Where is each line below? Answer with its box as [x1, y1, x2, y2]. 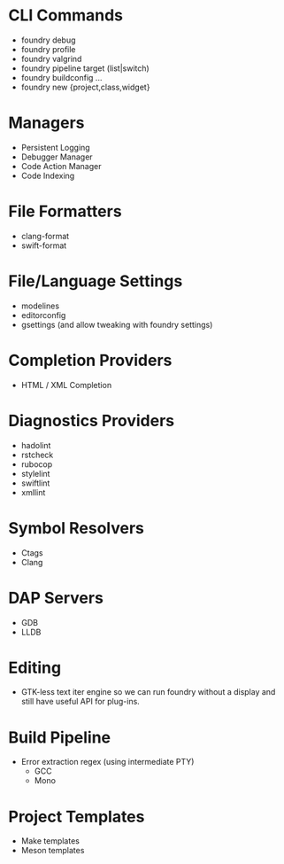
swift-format [20, 240, 67, 251]
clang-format [20, 230, 70, 241]
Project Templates [8, 806, 145, 827]
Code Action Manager [20, 160, 102, 171]
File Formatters [8, 201, 122, 222]
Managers [8, 113, 85, 133]
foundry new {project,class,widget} [20, 82, 150, 92]
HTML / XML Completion [20, 379, 112, 390]
